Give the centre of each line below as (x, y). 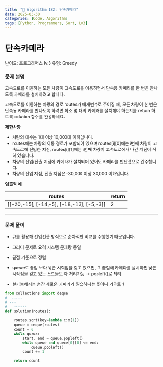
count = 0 (24, 329)
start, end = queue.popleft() (53, 338)
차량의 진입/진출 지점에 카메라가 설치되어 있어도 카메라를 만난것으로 (76, 162)
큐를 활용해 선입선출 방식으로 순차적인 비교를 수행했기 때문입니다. (73, 236)
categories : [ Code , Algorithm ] (37, 18)
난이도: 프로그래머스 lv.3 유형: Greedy (41, 63)
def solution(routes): (28, 311)
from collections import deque (37, 293)
